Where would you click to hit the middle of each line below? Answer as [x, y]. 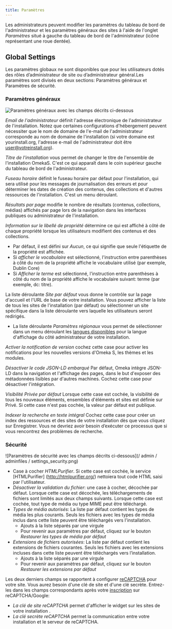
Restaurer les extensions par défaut [58, 569]
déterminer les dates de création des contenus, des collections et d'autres [84, 189]
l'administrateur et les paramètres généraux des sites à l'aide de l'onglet [82, 30]
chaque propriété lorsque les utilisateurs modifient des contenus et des [81, 231]
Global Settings [30, 57]
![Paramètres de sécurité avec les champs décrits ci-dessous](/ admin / [81, 456]
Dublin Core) [26, 268]
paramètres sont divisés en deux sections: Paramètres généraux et [76, 81]
